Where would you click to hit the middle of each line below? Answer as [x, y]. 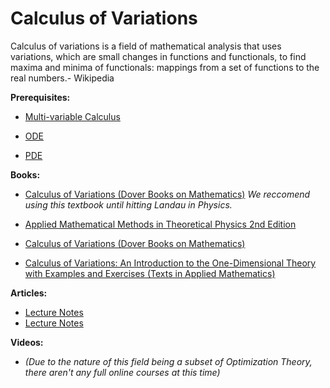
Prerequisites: [40, 97]
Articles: [29, 293]
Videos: [27, 342]
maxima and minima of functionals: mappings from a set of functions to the [165, 67]
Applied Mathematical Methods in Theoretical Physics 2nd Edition [160, 224]
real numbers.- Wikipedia [62, 78]
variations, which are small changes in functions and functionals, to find [158, 56]
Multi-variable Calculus [72, 116]
